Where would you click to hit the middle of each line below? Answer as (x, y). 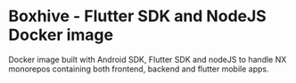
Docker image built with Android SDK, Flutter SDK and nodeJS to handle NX (148, 59)
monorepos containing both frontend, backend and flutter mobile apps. (139, 69)
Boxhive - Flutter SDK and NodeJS (137, 16)
